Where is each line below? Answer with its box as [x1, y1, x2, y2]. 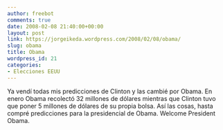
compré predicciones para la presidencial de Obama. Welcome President [7, 109, 216, 118]
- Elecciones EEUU [7, 68, 60, 75]
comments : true [7, 17, 51, 24]
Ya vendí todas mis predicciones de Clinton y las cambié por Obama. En [7, 87, 213, 95]
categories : [7, 62, 42, 68]
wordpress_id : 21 [7, 55, 57, 62]
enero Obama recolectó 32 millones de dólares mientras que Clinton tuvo [7, 94, 216, 102]
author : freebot [7, 10, 54, 17]
